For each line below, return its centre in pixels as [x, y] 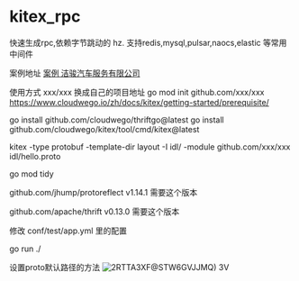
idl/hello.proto [35, 156]
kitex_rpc [45, 17]
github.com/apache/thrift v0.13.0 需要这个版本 [95, 211]
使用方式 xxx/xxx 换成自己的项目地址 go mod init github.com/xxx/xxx [137, 92]
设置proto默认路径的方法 [55, 267]
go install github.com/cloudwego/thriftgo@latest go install [117, 120]
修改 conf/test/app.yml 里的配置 [68, 231]
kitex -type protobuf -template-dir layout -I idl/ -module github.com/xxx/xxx [150, 147]
